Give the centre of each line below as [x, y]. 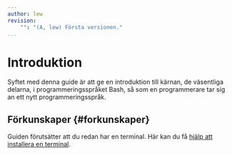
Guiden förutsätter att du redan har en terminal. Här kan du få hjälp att [110, 137]
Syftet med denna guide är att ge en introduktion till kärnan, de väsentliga [115, 82]
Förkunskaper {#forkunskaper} [79, 119]
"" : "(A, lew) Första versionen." [71, 27]
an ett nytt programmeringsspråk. [57, 97]
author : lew [25, 14]
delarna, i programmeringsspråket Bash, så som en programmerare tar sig [116, 90]
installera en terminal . [39, 144]
